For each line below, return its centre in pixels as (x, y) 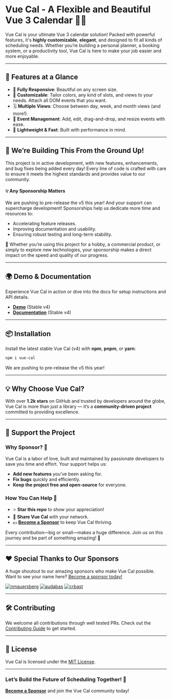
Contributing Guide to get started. (41, 628)
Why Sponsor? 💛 (26, 447)
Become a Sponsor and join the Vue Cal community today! (67, 691)
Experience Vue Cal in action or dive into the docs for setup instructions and (86, 291)
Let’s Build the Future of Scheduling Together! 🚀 (66, 680)
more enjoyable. (22, 56)
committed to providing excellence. (42, 412)
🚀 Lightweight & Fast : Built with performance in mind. (69, 129)
